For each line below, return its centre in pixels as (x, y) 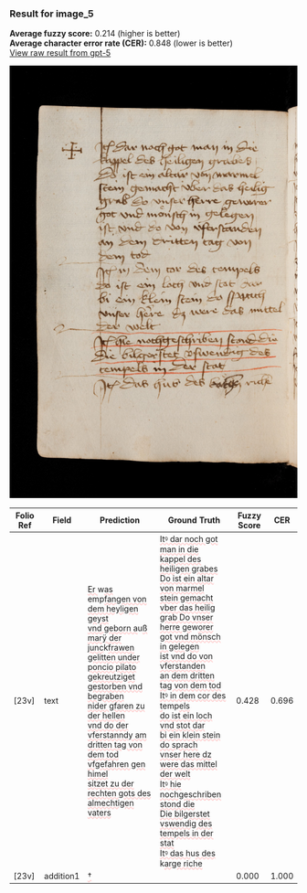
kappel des (180, 558)
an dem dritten (187, 675)
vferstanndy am (117, 735)
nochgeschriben (191, 794)
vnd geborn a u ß (117, 628)
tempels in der (186, 833)
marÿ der (104, 637)
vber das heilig (187, 607)
